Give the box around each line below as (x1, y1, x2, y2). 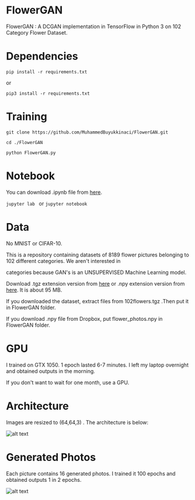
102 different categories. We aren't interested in (6, 257, 121, 264)
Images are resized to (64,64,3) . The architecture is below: (6, 419, 149, 426)
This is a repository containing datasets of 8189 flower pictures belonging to (6, 251, 190, 258)
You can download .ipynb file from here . (6, 189, 102, 196)
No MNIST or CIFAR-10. (6, 239, 62, 246)
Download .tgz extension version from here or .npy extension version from (6, 280, 185, 287)
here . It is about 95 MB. (6, 286, 62, 293)
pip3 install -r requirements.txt (6, 90, 90, 97)
